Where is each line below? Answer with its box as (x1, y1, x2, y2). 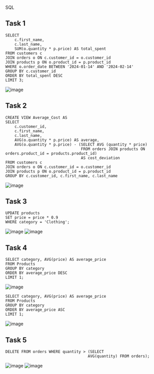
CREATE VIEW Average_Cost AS (5, 115, 68, 120)
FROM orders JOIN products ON (81, 146, 145, 152)
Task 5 (5, 336, 27, 344)
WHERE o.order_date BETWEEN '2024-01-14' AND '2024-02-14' (5, 64, 134, 69)
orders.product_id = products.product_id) (5, 151, 97, 156)
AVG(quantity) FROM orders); (87, 354, 150, 359)
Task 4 (5, 243, 27, 252)
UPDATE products (5, 211, 40, 216)
